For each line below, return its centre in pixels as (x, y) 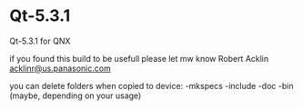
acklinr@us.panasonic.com (60, 68)
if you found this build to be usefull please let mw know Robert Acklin (139, 58)
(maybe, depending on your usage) (76, 95)
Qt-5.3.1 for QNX (40, 41)
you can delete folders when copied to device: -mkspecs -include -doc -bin (151, 85)
